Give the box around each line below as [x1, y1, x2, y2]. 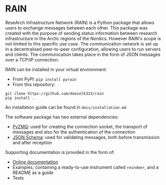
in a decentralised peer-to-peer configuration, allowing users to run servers [5, 46, 161, 52]
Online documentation [12, 158, 58, 165]
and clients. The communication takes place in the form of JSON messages [5, 51, 161, 57]
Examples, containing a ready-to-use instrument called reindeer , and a [12, 164, 159, 170]
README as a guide [12, 169, 53, 175]
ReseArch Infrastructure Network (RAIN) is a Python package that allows [5, 19, 154, 25]
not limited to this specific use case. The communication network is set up [5, 40, 158, 46]
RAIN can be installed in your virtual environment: [5, 66, 107, 72]
